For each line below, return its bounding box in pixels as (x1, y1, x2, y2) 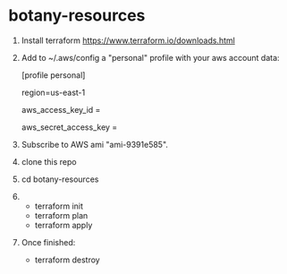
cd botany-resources (21, 174, 99, 184)
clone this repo (21, 156, 77, 167)
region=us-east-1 (21, 87, 86, 98)
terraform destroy (34, 254, 100, 265)
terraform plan (34, 210, 89, 220)
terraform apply (34, 219, 93, 230)
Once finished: (21, 236, 76, 247)
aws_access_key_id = (21, 104, 101, 115)
